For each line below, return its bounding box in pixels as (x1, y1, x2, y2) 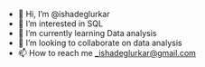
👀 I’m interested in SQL (17, 18, 104, 29)
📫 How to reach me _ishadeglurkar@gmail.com (17, 48, 197, 58)
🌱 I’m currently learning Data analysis (17, 28, 157, 38)
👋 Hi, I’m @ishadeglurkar (17, 9, 110, 19)
